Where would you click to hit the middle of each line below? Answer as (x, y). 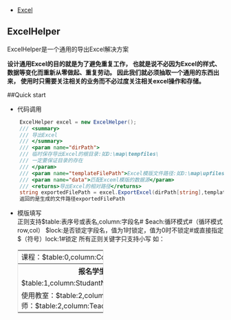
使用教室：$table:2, (53, 296)
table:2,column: (65, 306)
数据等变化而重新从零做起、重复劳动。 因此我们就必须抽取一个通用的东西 (110, 72)
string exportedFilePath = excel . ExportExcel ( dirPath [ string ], (112, 192)
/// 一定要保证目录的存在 (52, 161)
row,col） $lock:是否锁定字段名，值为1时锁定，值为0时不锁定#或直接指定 (120, 230)
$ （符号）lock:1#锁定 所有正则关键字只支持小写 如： (91, 239)
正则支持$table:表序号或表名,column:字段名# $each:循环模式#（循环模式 (120, 222)
